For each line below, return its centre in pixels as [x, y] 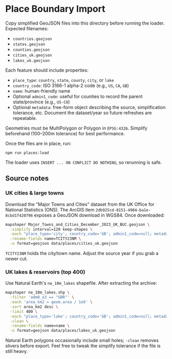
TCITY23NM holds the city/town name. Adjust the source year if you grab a [82, 253]
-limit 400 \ [24, 311]
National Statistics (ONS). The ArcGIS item [50, 209]
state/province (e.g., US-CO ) [41, 102]
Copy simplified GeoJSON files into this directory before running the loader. [85, 23]
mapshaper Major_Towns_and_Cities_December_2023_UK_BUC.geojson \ [78, 224]
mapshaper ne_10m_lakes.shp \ [38, 292]
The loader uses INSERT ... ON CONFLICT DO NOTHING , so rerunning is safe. [84, 162]
